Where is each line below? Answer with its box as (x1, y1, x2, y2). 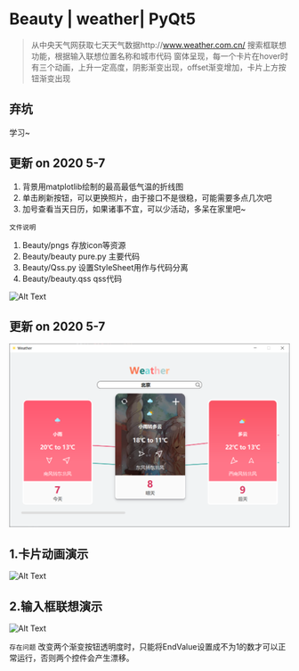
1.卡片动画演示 (9, 547, 89, 562)
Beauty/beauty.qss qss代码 (21, 273, 123, 284)
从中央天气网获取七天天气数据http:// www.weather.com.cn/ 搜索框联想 (30, 39, 287, 50)
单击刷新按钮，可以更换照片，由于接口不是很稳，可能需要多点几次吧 (21, 192, 272, 203)
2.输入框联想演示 (9, 599, 103, 614)
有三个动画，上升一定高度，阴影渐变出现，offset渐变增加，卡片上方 (30, 62, 279, 72)
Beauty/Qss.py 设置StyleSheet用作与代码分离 (21, 261, 189, 272)
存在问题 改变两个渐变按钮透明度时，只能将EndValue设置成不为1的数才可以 (9, 642, 279, 652)
